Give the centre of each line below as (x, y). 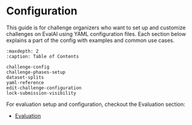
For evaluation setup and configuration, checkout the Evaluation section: (96, 104)
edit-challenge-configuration (44, 88)
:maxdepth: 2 (22, 51)
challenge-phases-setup (36, 72)
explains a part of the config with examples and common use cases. (91, 40)
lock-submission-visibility (41, 93)
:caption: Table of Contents (43, 56)
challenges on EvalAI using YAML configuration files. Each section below (96, 33)
